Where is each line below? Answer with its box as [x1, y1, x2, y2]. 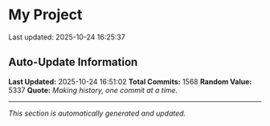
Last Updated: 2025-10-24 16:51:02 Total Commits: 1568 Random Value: [8, 76, 252, 86]
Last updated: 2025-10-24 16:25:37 [8, 32, 126, 42]
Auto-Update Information [8, 55, 138, 69]
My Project [8, 6, 83, 24]
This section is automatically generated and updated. [8, 108, 186, 118]
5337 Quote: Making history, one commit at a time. [8, 85, 178, 95]
